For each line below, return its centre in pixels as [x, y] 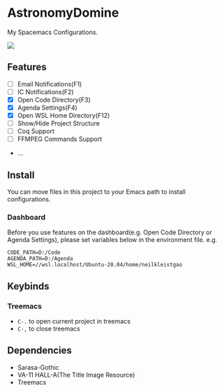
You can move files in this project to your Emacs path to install [97, 192]
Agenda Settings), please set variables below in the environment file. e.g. [112, 240]
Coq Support [36, 131]
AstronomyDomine [63, 13]
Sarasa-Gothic [38, 367]
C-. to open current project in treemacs [74, 322]
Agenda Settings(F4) [47, 107]
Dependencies [39, 350]
